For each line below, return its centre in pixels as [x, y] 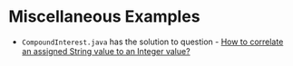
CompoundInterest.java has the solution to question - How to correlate [152, 42]
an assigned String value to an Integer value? [106, 51]
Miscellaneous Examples [104, 17]
